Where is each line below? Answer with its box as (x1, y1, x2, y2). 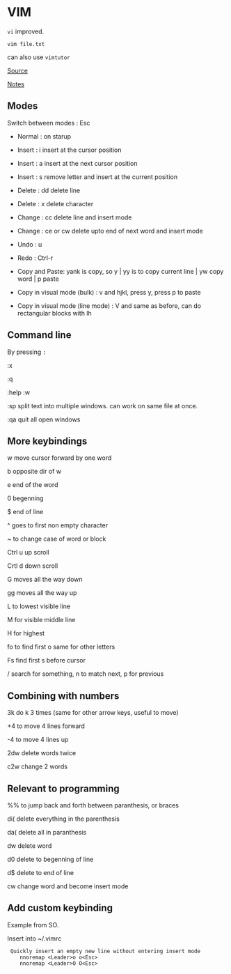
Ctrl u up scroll (7, 548, 50, 557)
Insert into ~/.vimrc (7, 934, 62, 943)
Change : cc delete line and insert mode (17, 213, 132, 222)
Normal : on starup (17, 132, 72, 140)
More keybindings (7, 435, 88, 447)
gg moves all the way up (7, 589, 77, 597)
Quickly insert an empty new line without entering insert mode (10, 948, 200, 954)
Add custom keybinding (7, 902, 113, 914)
